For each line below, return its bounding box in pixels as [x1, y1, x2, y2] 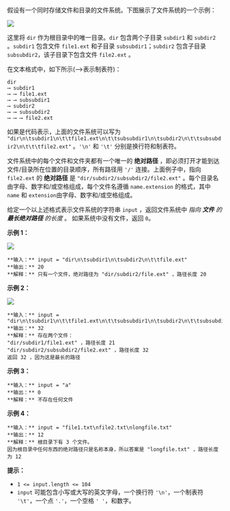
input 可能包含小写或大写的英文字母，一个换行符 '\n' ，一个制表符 [16, 488, 204, 496]
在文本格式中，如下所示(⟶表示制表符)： [7, 65, 121, 73]
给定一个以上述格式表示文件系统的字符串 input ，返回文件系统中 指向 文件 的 [7, 205, 222, 214]
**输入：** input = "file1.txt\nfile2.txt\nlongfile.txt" [7, 424, 173, 431]
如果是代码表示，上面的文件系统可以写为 [7, 127, 121, 136]
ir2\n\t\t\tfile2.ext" [7, 143, 72, 150]
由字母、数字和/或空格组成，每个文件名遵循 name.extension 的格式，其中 [7, 182, 212, 190]
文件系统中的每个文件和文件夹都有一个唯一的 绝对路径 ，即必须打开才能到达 [7, 157, 220, 164]
